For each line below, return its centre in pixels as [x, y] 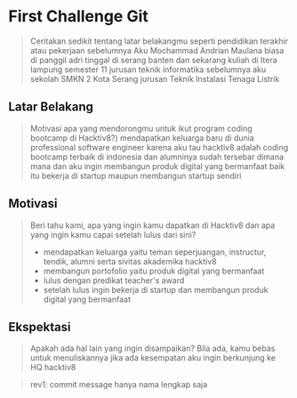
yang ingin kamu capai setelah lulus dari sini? [113, 234]
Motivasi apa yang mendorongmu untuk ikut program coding [141, 128]
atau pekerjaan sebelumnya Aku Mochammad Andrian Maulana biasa [157, 50]
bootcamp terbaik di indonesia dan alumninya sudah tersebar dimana [157, 157]
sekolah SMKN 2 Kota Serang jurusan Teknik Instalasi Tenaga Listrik [155, 78]
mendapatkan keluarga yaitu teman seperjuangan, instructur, [155, 252]
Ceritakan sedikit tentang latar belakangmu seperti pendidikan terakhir [159, 41]
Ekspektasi [40, 327]
